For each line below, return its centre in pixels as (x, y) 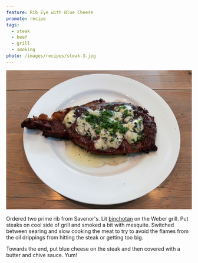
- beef (19, 37)
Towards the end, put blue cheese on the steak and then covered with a (93, 249)
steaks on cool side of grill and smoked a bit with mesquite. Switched (90, 225)
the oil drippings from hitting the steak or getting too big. (75, 237)
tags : (13, 25)
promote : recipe (26, 19)
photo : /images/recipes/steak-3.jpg (51, 56)
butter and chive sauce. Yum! (42, 255)
